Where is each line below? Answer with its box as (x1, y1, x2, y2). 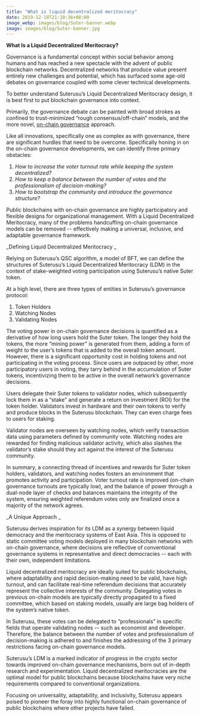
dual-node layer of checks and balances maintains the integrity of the (6, 489, 178, 496)
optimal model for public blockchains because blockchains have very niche (6, 674, 191, 681)
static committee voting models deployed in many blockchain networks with (6, 538, 193, 545)
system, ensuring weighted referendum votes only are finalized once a (6, 496, 180, 503)
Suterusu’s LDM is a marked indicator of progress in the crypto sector (6, 655, 178, 662)
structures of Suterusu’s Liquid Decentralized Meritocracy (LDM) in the (6, 261, 180, 269)
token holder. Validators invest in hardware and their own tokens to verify (6, 402, 186, 410)
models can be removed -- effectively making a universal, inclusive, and (6, 225, 184, 233)
